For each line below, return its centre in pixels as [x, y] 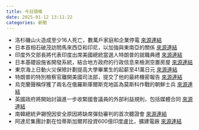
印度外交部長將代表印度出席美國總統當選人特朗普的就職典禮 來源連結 [98, 55]
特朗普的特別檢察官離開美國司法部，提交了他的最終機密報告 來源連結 [98, 77]
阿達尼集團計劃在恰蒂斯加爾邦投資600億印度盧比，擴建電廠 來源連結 [98, 121]
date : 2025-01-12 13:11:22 [39, 17]
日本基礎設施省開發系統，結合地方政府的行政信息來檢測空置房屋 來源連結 [104, 62]
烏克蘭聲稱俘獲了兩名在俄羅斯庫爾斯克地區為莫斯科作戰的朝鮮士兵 [95, 84]
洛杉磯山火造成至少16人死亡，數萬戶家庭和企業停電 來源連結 [88, 40]
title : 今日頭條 [24, 12]
